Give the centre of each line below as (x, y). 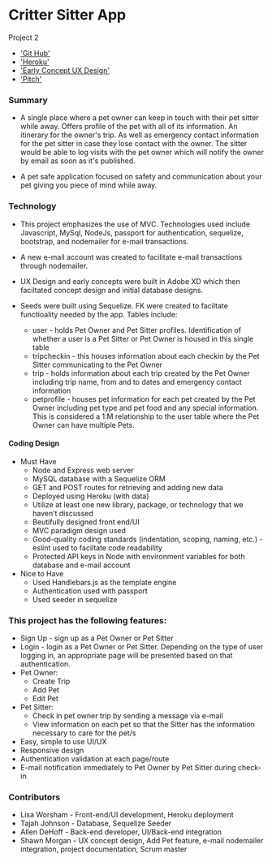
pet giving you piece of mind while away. (89, 185)
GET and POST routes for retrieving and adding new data (127, 487)
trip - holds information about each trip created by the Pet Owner (141, 373)
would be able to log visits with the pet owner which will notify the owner (142, 153)
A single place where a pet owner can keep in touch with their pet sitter (139, 118)
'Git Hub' (35, 53)
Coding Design (34, 443)
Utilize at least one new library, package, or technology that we (138, 504)
